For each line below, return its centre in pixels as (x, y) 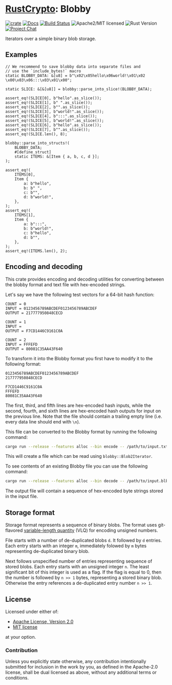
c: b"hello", (38, 233)
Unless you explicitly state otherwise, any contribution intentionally (76, 661)
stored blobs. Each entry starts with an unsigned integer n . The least (77, 567)
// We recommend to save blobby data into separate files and (73, 67)
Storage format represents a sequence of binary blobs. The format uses (81, 525)
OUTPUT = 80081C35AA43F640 (34, 349)
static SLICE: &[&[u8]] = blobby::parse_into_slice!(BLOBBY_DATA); (79, 89)
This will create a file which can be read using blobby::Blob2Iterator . (79, 456)
